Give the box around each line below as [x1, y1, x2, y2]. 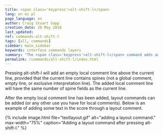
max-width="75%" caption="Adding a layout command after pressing [5, 120, 144, 126]
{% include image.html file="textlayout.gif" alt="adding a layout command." [5, 115, 156, 120]
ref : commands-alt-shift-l [5, 34, 60, 39]
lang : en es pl [5, 12, 36, 17]
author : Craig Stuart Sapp [5, 20, 60, 26]
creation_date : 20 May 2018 [5, 25, 62, 30]
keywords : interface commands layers [5, 48, 81, 52]
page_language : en [5, 16, 42, 21]
